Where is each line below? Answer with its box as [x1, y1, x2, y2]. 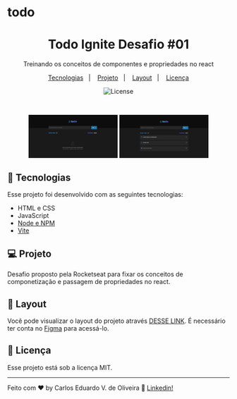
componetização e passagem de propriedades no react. [7, 278, 171, 286]
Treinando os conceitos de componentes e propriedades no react [23, 60, 214, 68]
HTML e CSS [17, 204, 56, 212]
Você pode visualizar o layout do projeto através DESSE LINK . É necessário [7, 317, 226, 325]
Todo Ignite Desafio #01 [48, 37, 189, 53]
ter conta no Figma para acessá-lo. [7, 324, 109, 332]
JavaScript [17, 211, 49, 220]
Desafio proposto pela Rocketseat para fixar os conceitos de [7, 270, 183, 278]
